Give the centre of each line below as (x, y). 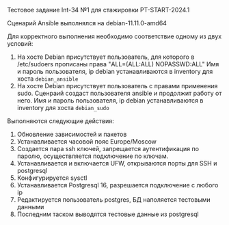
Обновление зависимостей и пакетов (72, 134)
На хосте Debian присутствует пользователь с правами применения (117, 86)
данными (30, 207)
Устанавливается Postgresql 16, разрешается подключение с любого (118, 185)
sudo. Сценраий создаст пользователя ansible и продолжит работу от (119, 93)
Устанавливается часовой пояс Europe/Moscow (87, 142)
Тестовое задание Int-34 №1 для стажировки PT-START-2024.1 (98, 10)
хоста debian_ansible (48, 79)
